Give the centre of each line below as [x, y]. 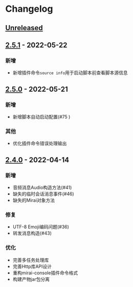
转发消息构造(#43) [32, 233]
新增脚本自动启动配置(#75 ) [41, 117]
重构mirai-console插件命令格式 [45, 273]
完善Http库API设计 [32, 266]
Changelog [29, 9]
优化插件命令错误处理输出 [40, 143]
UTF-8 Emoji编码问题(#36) [41, 227]
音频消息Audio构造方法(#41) [42, 187]
